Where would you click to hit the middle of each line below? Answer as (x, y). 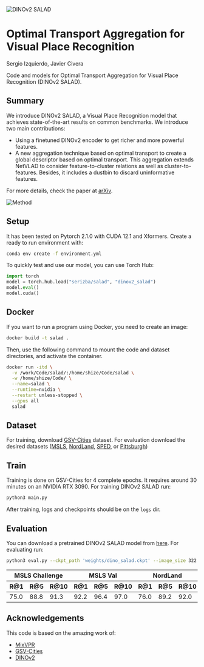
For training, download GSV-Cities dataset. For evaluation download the (96, 440)
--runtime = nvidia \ (36, 390)
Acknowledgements (45, 618)
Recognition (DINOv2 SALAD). (44, 81)
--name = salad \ (31, 384)
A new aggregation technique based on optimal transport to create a (101, 153)
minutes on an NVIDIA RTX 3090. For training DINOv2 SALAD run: (89, 487)
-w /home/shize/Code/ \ (42, 378)
